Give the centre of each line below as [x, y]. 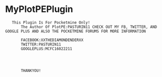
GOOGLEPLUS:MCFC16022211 [46, 48]
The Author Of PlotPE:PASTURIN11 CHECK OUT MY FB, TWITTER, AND [89, 27]
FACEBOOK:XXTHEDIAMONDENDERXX [52, 40]
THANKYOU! [31, 70]
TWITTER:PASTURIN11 [41, 44]
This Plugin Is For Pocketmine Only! [51, 22]
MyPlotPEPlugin [39, 9]
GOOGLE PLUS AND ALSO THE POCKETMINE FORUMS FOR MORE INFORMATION [76, 31]
